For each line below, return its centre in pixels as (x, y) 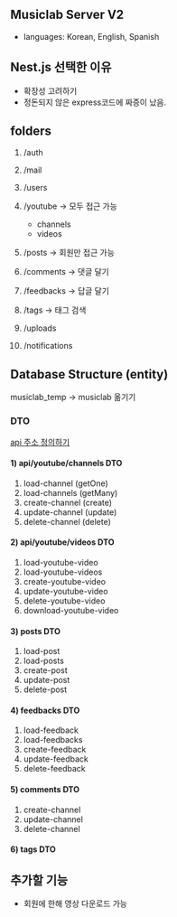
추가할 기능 (39, 880)
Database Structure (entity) (89, 374)
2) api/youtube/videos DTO (62, 542)
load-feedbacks (53, 740)
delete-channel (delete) (67, 521)
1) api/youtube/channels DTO (66, 463)
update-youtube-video (65, 591)
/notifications (48, 346)
